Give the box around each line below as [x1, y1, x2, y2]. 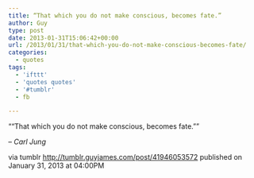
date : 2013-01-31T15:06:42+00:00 [8, 33, 119, 42]
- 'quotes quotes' [15, 78, 77, 86]
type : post [8, 26, 44, 34]
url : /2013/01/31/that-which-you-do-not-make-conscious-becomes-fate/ [8, 41, 247, 49]
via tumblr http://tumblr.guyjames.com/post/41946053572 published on [8, 153, 243, 162]
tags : [8, 64, 26, 72]
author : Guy [8, 19, 48, 27]
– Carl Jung [8, 137, 46, 147]
